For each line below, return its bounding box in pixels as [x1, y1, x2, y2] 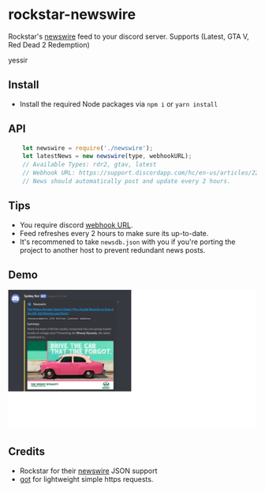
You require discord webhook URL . [19, 220, 133, 230]
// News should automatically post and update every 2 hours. [22, 178, 231, 186]
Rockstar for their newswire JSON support [19, 466, 158, 475]
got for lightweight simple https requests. [19, 474, 154, 483]
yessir [8, 55, 28, 65]
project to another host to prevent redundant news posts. [19, 245, 206, 254]
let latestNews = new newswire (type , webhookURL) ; [22, 152, 192, 160]
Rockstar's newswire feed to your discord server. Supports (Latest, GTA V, [8, 32, 250, 41]
